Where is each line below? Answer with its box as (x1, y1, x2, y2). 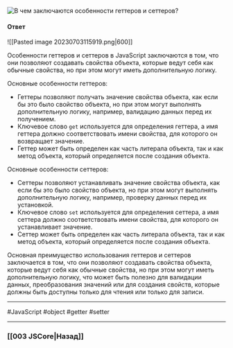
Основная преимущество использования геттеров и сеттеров (7, 251, 191, 259)
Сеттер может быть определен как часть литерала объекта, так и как (17, 230, 225, 238)
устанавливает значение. (17, 223, 93, 232)
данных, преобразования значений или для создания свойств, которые (7, 281, 220, 289)
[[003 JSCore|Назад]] (7, 331, 85, 341)
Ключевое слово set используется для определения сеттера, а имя (17, 208, 220, 216)
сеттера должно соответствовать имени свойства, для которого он (17, 216, 218, 224)
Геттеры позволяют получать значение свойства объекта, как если (17, 93, 218, 101)
